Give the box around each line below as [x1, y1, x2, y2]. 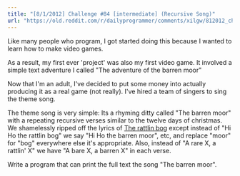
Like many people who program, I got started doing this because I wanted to [7, 36, 232, 45]
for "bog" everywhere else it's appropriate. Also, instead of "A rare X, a [7, 138, 216, 147]
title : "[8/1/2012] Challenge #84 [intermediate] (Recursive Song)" [7, 10, 216, 18]
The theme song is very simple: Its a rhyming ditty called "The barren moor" [7, 108, 231, 117]
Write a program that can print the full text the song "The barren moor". [7, 160, 217, 168]
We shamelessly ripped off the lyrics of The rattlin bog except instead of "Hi [7, 123, 231, 132]
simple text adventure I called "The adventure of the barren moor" [7, 66, 202, 74]
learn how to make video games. [7, 44, 104, 53]
